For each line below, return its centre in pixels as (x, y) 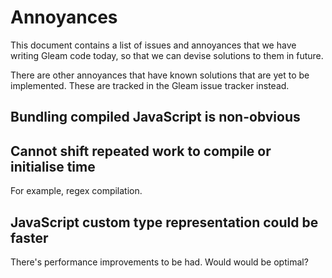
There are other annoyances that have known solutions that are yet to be (160, 75)
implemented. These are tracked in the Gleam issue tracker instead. (150, 85)
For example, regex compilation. (76, 191)
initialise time (53, 166)
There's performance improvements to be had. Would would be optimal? (159, 262)
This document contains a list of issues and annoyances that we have (153, 45)
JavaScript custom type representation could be (164, 222)
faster (29, 237)
